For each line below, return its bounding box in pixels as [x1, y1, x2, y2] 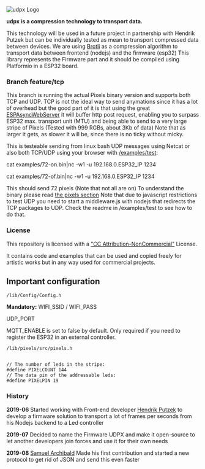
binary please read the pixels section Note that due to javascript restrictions [6, 191, 198, 199]
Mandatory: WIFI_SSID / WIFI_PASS [6, 303, 97, 311]
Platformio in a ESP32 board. [6, 62, 79, 69]
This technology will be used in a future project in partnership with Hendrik [6, 29, 195, 37]
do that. [6, 211, 26, 218]
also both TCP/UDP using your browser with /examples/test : [6, 149, 158, 157]
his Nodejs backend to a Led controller [6, 419, 104, 426]
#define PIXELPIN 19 [6, 378, 59, 384]
